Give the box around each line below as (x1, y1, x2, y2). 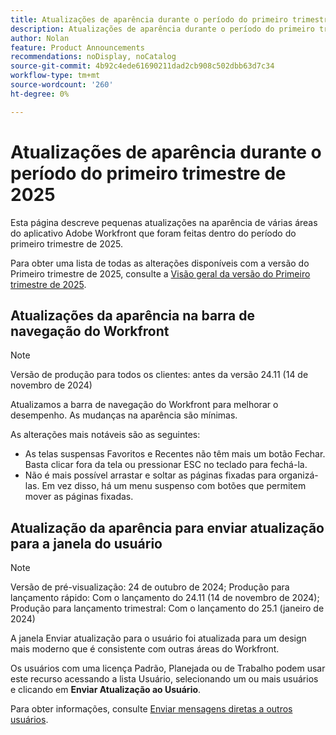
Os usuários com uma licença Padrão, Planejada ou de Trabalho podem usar (10, 662, 326, 675)
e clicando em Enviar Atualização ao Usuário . (10, 684, 202, 696)
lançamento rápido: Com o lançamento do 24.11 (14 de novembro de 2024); (10, 592, 320, 604)
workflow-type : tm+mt (10, 71, 101, 81)
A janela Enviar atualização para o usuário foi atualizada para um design (10, 632, 307, 645)
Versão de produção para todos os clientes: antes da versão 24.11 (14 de (10, 369, 309, 381)
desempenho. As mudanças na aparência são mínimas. (10, 409, 238, 421)
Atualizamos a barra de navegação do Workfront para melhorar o (10, 399, 279, 411)
